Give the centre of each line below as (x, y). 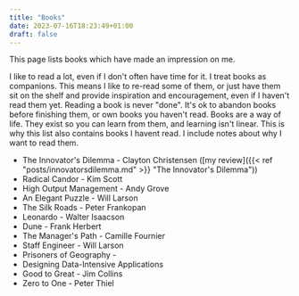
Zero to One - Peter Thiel (68, 284)
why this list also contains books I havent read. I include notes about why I (146, 134)
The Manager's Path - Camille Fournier (93, 236)
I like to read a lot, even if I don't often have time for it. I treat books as (138, 77)
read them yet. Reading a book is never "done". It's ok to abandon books (143, 105)
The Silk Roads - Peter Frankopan (84, 208)
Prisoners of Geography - (69, 255)
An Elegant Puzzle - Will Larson (80, 198)
